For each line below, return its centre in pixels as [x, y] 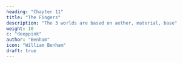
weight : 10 [20, 28]
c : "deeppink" [24, 34]
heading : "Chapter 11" [35, 12]
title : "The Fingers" [34, 17]
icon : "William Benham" [36, 46]
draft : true [21, 51]
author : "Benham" [28, 40]
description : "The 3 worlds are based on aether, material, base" [92, 23]
